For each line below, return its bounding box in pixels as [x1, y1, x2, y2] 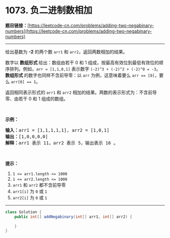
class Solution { [5, 209, 42, 215]
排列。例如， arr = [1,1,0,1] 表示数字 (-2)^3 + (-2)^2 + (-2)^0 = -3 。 [9, 65, 161, 72]
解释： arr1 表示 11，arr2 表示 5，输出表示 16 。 [5, 140, 118, 146]
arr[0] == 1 [11, 79, 36, 84]
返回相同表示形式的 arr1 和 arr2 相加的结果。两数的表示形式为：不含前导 [5, 89, 157, 95]
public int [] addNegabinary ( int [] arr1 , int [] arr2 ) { [14, 214, 133, 219]
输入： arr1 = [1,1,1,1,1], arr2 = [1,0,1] [5, 127, 110, 133]
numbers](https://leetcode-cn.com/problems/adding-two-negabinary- [5, 28, 152, 34]
